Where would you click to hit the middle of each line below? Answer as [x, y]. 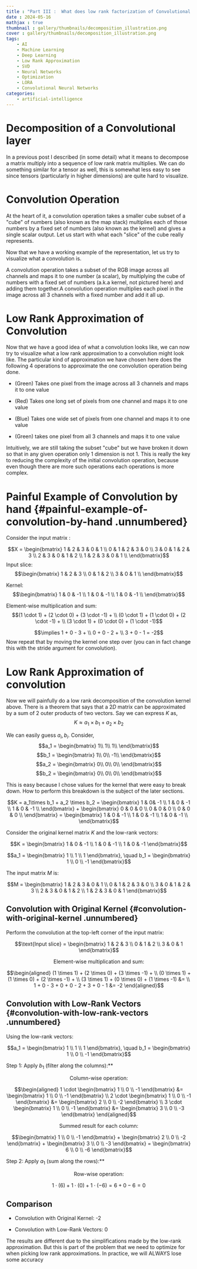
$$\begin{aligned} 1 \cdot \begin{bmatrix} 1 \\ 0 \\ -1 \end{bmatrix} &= [99, 1090]
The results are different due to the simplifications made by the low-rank [94, 1241]
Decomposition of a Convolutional [91, 128]
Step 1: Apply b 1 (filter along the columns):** [60, 1066]
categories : [21, 93]
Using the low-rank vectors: [40, 1036]
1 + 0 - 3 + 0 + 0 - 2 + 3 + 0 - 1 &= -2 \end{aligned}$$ [99, 985]
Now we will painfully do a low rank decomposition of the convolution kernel [98, 701]
